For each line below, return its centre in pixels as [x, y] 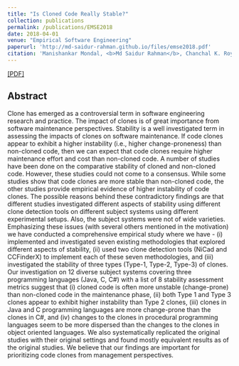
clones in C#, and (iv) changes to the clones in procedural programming [113, 317]
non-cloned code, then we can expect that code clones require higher [110, 151]
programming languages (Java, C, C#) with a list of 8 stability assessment [116, 279]
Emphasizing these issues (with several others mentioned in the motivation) [118, 226]
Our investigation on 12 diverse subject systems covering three [100, 271]
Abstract [27, 96]
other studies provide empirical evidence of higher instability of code [108, 188]
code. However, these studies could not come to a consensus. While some [117, 173]
